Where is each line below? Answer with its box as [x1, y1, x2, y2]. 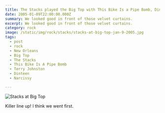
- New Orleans [9, 48, 38, 53]
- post [9, 39, 23, 44]
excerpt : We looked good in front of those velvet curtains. [5, 21, 133, 26]
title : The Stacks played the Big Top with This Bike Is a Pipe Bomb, [5, 7, 153, 12]
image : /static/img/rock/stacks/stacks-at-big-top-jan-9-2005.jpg [5, 30, 144, 35]
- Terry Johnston [9, 67, 45, 72]
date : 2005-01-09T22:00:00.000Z [5, 12, 71, 17]
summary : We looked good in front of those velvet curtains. [5, 16, 133, 21]
